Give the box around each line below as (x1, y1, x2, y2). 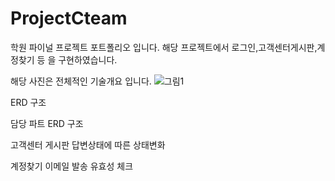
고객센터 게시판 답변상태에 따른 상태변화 (10, 138, 166, 151)
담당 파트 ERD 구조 (10, 117, 84, 129)
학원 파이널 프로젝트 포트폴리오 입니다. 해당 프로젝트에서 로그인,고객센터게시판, (10, 41, 318, 53)
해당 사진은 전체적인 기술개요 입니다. (10, 75, 152, 87)
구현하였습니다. (58, 53, 118, 66)
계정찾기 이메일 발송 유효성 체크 (10, 160, 134, 172)
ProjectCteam (10, 7, 128, 30)
